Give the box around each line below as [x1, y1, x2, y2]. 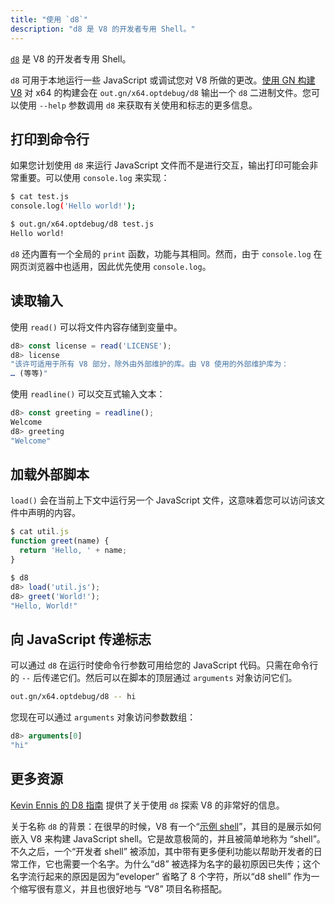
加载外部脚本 [10, 466, 90, 483]
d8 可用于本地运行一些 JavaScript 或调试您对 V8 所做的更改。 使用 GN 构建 [10, 74, 316, 86]
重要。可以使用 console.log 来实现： [18, 172, 170, 184]
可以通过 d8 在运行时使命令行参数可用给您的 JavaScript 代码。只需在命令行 [10, 659, 319, 671]
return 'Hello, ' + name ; [19, 546, 128, 556]
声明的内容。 [27, 507, 81, 519]
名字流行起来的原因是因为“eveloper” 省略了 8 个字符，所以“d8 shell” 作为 [10, 870, 312, 882]
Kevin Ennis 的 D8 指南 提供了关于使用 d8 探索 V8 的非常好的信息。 [10, 799, 285, 811]
